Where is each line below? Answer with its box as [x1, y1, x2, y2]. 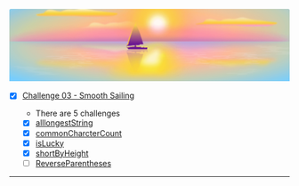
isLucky [35, 138, 65, 149]
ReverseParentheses [35, 158, 112, 168]
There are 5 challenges [35, 108, 120, 119]
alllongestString [35, 117, 93, 128]
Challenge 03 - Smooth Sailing [21, 90, 135, 101]
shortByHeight [35, 148, 89, 158]
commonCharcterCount [35, 127, 123, 138]
